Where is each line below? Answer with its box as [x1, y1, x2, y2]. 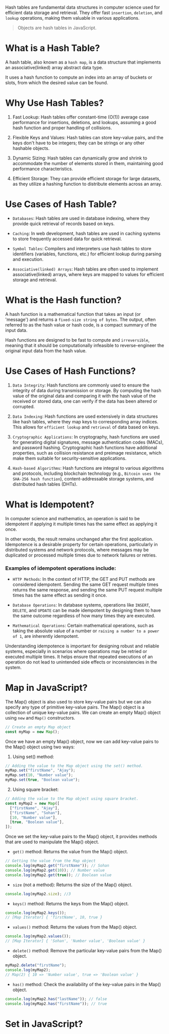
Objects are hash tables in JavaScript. [17, 25, 97, 31]
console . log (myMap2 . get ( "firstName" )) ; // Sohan [5, 863, 109, 868]
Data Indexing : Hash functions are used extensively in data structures [12, 413, 158, 419]
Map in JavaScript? [5, 682, 88, 693]
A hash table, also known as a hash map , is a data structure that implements [5, 59, 161, 65]
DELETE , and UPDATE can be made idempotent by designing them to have [12, 607, 161, 613]
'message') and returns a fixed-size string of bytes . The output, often [5, 316, 156, 322]
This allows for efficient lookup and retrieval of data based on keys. [12, 424, 160, 430]
